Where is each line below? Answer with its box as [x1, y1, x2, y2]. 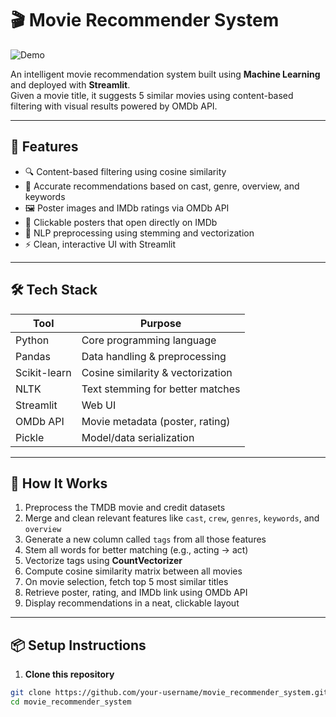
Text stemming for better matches [81, 382, 241, 396]
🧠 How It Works [10, 475, 108, 492]
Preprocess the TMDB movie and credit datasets [24, 502, 226, 514]
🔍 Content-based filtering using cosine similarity [24, 165, 227, 177]
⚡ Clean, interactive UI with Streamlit [24, 238, 177, 250]
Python [15, 333, 50, 347]
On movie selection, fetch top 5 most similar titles [24, 576, 229, 588]
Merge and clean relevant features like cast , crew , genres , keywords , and [24, 512, 320, 524]
